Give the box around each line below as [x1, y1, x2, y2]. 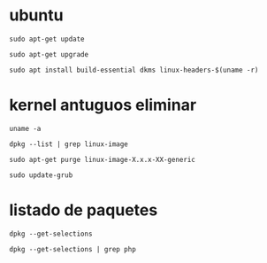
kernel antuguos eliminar [9, 95, 197, 115]
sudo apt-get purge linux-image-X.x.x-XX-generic [9, 155, 196, 164]
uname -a [9, 124, 42, 133]
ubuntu [9, 5, 64, 26]
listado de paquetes [9, 200, 158, 220]
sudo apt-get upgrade [9, 50, 89, 58]
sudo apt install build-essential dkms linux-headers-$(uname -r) [9, 66, 259, 74]
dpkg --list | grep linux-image [9, 139, 128, 149]
